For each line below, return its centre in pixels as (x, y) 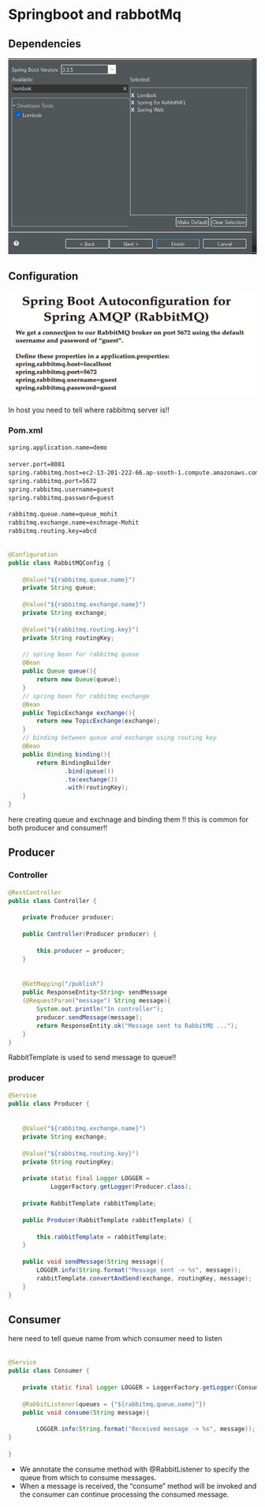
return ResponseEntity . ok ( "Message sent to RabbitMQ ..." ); (137, 1025)
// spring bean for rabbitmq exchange (86, 696)
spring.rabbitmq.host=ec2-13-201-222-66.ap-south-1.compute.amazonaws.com (134, 473)
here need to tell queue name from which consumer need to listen (115, 1339)
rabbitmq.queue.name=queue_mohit (63, 515)
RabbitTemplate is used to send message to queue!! (92, 1057)
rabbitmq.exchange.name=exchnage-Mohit (74, 523)
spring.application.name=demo (58, 448)
